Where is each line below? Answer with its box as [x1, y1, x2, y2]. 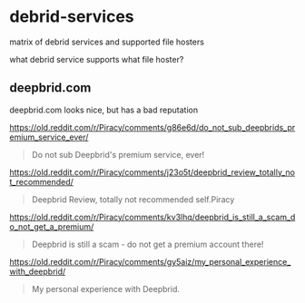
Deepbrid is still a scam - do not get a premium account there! [31, 239, 264, 249]
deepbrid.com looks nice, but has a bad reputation [9, 104, 198, 115]
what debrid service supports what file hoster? [9, 54, 184, 64]
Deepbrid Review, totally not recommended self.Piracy [31, 193, 235, 205]
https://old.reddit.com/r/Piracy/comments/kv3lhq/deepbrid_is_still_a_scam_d [9, 211, 296, 222]
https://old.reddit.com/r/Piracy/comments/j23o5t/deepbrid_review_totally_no [9, 166, 295, 178]
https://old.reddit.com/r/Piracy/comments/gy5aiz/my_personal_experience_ [9, 256, 291, 267]
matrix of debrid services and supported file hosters [9, 36, 204, 47]
